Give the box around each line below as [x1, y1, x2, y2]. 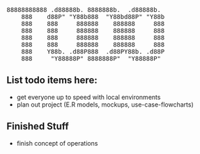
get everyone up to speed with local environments [16, 93, 161, 101]
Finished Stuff [6, 121, 69, 132]
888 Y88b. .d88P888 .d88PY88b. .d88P [21, 48, 165, 55]
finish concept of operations [16, 139, 98, 147]
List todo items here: [6, 75, 98, 86]
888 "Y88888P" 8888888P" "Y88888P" [21, 55, 162, 62]
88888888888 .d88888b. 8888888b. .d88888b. [6, 6, 162, 13]
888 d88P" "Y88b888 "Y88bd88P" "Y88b [21, 13, 165, 20]
